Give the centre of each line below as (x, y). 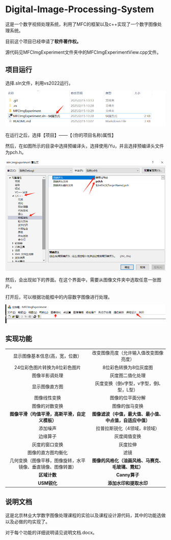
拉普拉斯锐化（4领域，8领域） (128, 428)
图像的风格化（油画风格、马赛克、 (128, 460)
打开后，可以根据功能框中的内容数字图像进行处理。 (59, 297)
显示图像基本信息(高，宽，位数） (48, 356)
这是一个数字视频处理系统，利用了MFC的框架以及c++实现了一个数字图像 (81, 24)
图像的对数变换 (48, 406)
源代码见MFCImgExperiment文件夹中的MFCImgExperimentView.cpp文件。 (83, 52)
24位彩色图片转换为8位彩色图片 (48, 367)
